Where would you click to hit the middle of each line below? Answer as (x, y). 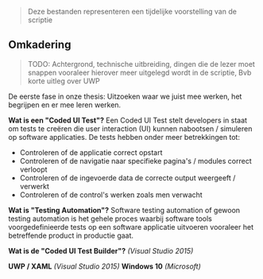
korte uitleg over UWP (64, 81)
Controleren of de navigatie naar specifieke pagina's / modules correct (135, 161)
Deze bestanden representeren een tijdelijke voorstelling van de (132, 12)
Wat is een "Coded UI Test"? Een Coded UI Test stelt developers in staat (128, 120)
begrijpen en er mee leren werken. (65, 105)
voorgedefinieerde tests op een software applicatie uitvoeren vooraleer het (131, 227)
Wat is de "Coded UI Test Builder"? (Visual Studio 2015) (101, 250)
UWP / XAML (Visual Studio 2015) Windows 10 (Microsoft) (104, 266)
